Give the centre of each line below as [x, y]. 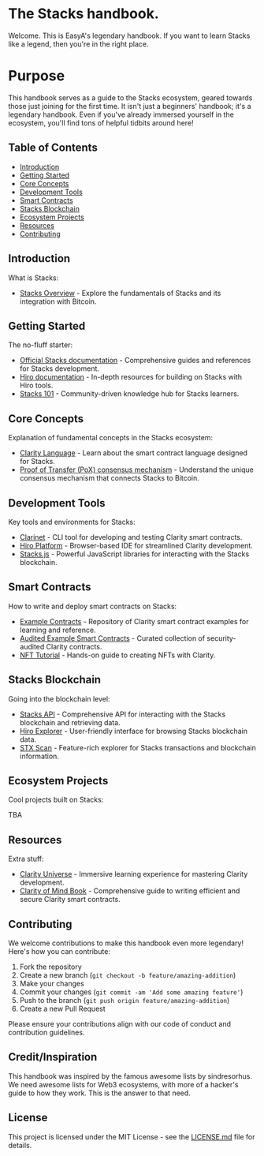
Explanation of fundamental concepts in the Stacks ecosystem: [111, 438]
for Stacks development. [59, 368]
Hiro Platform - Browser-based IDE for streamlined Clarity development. [136, 545]
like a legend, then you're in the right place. [78, 43]
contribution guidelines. [46, 1032]
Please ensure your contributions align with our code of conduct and [119, 1024]
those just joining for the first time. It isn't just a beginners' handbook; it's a [130, 106]
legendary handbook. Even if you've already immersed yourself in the [121, 114]
